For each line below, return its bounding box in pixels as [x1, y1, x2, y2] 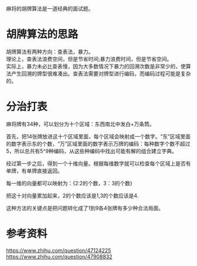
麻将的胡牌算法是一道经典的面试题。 [6, 5, 94, 12]
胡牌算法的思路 [6, 28, 79, 41]
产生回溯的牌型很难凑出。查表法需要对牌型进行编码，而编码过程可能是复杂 [11, 70, 191, 77]
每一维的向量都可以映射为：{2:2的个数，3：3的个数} [6, 179, 133, 186]
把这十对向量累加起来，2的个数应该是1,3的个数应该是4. [6, 192, 139, 199]
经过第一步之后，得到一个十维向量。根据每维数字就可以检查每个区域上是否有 [6, 160, 191, 167]
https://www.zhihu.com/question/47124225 [6, 247, 111, 254]
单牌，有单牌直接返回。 [6, 167, 63, 174]
